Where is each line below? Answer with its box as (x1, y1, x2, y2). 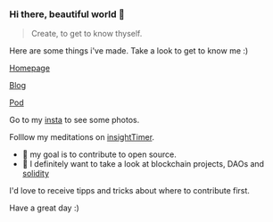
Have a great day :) (9, 202, 80, 213)
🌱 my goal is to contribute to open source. (21, 149, 177, 160)
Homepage (9, 62, 51, 74)
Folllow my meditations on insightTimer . (9, 132, 154, 143)
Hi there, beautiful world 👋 (9, 8, 125, 21)
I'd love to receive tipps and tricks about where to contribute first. (9, 185, 250, 196)
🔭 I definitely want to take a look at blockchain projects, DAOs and (21, 159, 265, 169)
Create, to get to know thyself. (30, 29, 143, 39)
